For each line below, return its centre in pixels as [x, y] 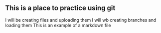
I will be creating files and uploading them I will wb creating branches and [81, 20]
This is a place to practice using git [60, 8]
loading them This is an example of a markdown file [58, 25]
